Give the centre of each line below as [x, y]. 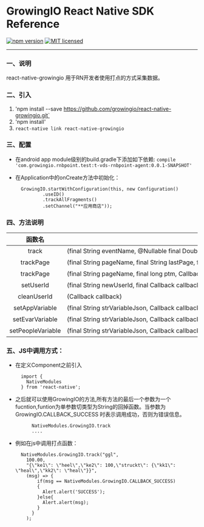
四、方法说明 [25, 222]
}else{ [46, 497]
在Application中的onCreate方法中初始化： [67, 177]
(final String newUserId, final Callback [121, 285]
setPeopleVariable [35, 331]
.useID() [53, 194]
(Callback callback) [94, 297]
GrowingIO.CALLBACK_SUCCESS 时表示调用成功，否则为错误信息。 [100, 415]
